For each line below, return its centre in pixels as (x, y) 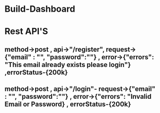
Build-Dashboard (40, 9)
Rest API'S (26, 32)
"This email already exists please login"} (68, 65)
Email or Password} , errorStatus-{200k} (68, 104)
